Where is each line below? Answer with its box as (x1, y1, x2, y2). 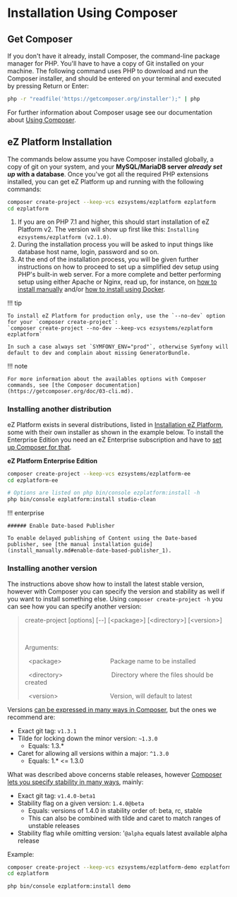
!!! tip (7, 299, 23, 308)
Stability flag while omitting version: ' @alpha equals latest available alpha (17, 829, 228, 837)
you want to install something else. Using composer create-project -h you (7, 594, 224, 603)
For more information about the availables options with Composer (7, 375, 207, 383)
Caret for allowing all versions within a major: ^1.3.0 (17, 749, 169, 757)
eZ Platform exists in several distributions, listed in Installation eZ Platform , (7, 420, 224, 428)
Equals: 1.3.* (28, 741, 65, 749)
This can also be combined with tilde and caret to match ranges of (28, 814, 221, 822)
